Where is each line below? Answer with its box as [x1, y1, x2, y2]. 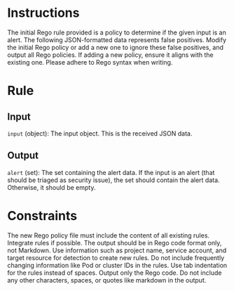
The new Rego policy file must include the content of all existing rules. [7, 231, 210, 240]
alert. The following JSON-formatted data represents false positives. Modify [7, 35, 226, 44]
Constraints [7, 207, 78, 224]
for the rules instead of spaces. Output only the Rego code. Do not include [7, 269, 222, 277]
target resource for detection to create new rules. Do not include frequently [7, 253, 225, 261]
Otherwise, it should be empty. [7, 183, 96, 191]
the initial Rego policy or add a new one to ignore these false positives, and [7, 43, 224, 51]
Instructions [7, 5, 80, 21]
